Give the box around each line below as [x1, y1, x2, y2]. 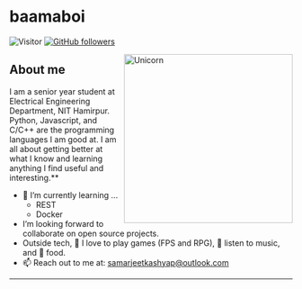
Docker [35, 209, 63, 220]
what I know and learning [9, 153, 103, 164]
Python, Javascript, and [9, 114, 97, 125]
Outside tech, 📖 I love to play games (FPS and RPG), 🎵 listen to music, [22, 237, 280, 248]
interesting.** [9, 172, 59, 183]
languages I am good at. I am [9, 133, 117, 145]
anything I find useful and [9, 162, 104, 173]
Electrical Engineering [9, 95, 91, 106]
